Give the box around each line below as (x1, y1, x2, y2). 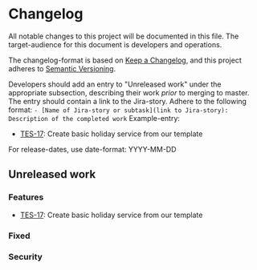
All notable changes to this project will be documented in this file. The (8, 31, 239, 41)
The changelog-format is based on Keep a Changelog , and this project (8, 55, 243, 65)
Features (8, 191, 44, 203)
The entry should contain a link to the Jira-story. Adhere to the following (8, 96, 247, 106)
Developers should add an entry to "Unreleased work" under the (8, 79, 222, 89)
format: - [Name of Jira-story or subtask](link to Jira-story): (8, 105, 229, 115)
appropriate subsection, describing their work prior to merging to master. (8, 87, 250, 97)
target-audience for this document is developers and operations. (8, 39, 222, 49)
